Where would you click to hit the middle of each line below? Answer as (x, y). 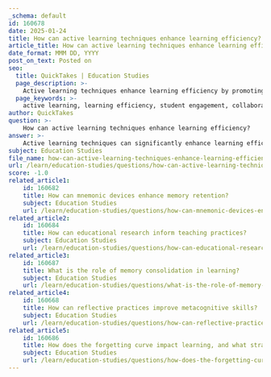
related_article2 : (39, 218)
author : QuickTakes (41, 114)
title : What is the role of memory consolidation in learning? (131, 271)
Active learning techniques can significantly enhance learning (133, 143)
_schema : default (38, 16)
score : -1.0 (28, 173)
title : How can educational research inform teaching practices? (135, 233)
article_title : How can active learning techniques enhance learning (128, 46)
